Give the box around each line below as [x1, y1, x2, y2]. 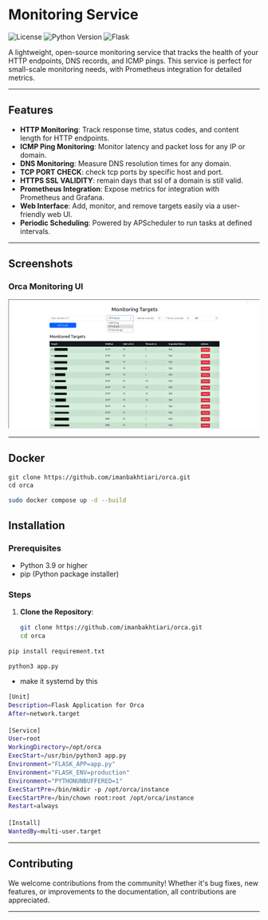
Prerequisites [8, 543, 61, 554]
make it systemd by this [19, 677, 98, 686]
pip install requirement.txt [8, 648, 105, 656]
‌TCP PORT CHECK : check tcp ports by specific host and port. [19, 167, 223, 176]
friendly [19, 209, 46, 219]
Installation [8, 519, 65, 532]
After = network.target [8, 709, 81, 717]
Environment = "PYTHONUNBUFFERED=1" [8, 776, 124, 785]
